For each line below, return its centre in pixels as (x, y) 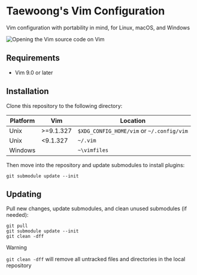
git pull (17, 226)
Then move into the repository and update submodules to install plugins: (96, 165)
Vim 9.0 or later (34, 72)
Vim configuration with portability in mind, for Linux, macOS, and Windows (98, 28)
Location (133, 120)
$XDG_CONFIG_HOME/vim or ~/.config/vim (133, 131)
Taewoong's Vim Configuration (86, 11)
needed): (17, 215)
